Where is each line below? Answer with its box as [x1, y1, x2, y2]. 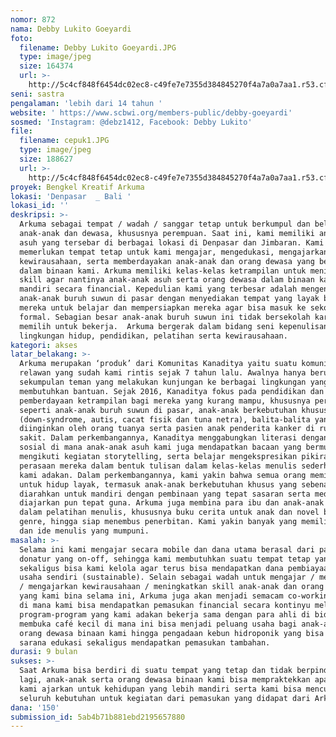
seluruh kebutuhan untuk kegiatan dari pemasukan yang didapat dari [19, 693, 311, 703]
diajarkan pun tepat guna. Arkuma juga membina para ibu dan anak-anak [19, 498, 325, 508]
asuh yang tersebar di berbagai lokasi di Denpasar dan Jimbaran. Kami [19, 237, 325, 248]
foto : [10, 33, 33, 43]
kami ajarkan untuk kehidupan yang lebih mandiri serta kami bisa [19, 684, 302, 694]
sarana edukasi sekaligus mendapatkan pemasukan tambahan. [19, 637, 271, 648]
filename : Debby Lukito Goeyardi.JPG [19, 42, 177, 53]
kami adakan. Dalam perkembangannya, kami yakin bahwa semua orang [19, 470, 307, 480]
